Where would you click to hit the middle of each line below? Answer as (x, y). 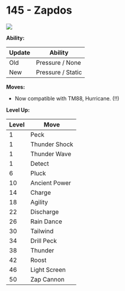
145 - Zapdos (39, 10)
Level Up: (18, 110)
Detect (40, 163)
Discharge (45, 211)
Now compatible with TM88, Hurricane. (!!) (67, 98)
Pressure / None (58, 62)
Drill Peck (44, 241)
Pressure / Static (59, 72)
